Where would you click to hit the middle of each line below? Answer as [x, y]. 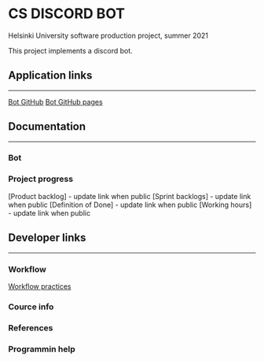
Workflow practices [40, 286]
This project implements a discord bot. [71, 50]
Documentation [47, 127]
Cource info [31, 306]
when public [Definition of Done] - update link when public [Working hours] [130, 205]
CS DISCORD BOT [67, 14]
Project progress [40, 179]
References [31, 327]
